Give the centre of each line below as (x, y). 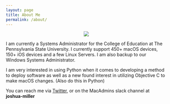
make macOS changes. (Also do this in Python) (55, 81)
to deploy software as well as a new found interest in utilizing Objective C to (86, 75)
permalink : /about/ (27, 19)
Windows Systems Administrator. (41, 60)
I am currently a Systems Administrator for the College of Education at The (84, 44)
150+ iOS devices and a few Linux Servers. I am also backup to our (76, 55)
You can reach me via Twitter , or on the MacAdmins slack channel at (78, 91)
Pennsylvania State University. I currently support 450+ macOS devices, (82, 49)
